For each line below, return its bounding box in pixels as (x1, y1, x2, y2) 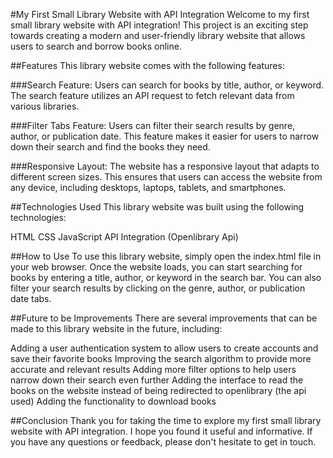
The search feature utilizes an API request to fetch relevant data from (10, 90, 295, 101)
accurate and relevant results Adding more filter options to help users (10, 364, 297, 375)
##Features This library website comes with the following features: (10, 60, 285, 71)
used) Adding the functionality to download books (10, 395, 217, 407)
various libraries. (10, 100, 80, 112)
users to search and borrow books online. (10, 40, 182, 52)
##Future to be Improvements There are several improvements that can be (10, 312, 318, 324)
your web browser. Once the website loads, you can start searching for (10, 261, 303, 273)
